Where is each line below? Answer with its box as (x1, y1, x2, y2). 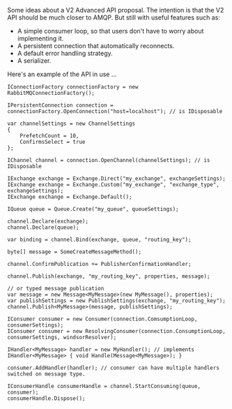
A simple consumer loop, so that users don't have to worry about (17, 27, 204, 35)
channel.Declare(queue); (7, 224, 79, 231)
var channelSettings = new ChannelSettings (7, 120, 136, 127)
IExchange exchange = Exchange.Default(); (7, 193, 132, 200)
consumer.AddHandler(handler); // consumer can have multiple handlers (7, 364, 219, 371)
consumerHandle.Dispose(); (7, 395, 86, 402)
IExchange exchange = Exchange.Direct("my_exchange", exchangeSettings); (7, 175, 226, 182)
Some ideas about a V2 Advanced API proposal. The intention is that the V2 (7, 6, 224, 14)
